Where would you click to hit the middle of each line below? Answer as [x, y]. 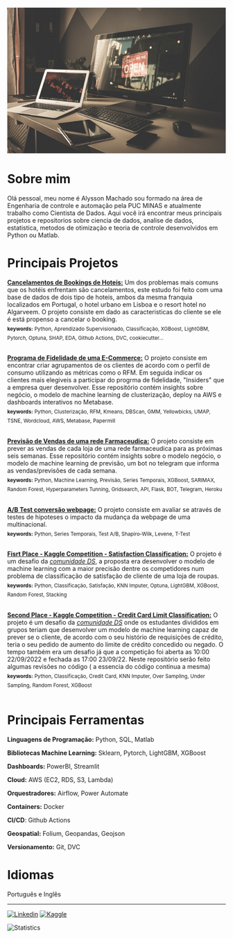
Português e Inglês [34, 894]
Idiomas [31, 875]
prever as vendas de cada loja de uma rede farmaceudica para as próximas [115, 449]
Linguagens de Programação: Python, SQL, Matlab [81, 739]
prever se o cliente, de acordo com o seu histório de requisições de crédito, [115, 637]
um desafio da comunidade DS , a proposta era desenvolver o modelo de [111, 561]
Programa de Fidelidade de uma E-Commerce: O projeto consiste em [107, 358]
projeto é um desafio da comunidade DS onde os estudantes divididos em [113, 622]
